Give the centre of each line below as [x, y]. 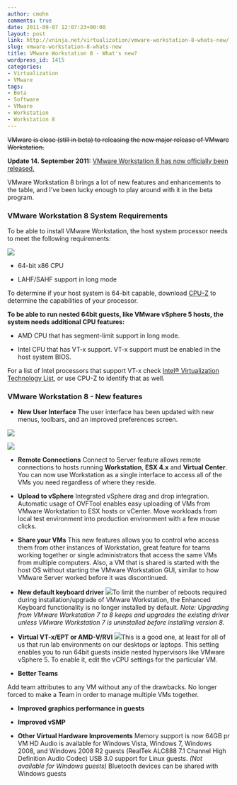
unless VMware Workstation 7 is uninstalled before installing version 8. [121, 623]
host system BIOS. [45, 357]
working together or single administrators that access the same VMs [117, 555]
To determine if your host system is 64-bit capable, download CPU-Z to [112, 293]
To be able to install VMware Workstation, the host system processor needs [117, 230]
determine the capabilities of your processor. [73, 300]
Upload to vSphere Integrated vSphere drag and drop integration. [114, 496]
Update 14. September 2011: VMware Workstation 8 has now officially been [118, 161]
